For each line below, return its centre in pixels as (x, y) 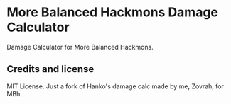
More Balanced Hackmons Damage (112, 12)
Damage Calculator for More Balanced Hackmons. (80, 47)
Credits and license (50, 69)
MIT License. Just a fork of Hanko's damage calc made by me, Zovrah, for (116, 86)
